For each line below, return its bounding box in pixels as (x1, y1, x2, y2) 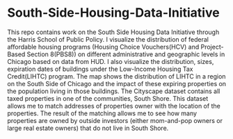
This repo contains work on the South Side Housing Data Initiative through (7, 28, 220, 36)
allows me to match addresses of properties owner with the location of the (7, 101, 220, 110)
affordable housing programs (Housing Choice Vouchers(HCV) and (7, 42, 200, 51)
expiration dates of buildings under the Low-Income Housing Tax (7, 65, 193, 73)
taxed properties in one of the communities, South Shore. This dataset (7, 94, 209, 102)
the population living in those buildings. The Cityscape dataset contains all (7, 87, 220, 95)
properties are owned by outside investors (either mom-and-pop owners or (7, 116, 223, 124)
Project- (200, 42, 224, 51)
